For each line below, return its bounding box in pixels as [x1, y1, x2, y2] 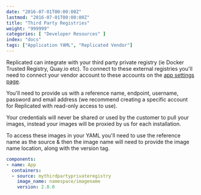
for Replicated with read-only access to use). [6, 102, 118, 109]
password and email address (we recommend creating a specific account [6, 95, 188, 103]
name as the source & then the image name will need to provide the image [6, 138, 190, 145]
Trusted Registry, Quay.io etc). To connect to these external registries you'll [6, 65, 193, 72]
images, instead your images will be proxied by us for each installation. [6, 120, 181, 127]
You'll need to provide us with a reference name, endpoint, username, [6, 89, 179, 97]
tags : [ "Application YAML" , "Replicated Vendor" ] [6, 43, 133, 49]
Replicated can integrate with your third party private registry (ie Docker [6, 58, 184, 66]
